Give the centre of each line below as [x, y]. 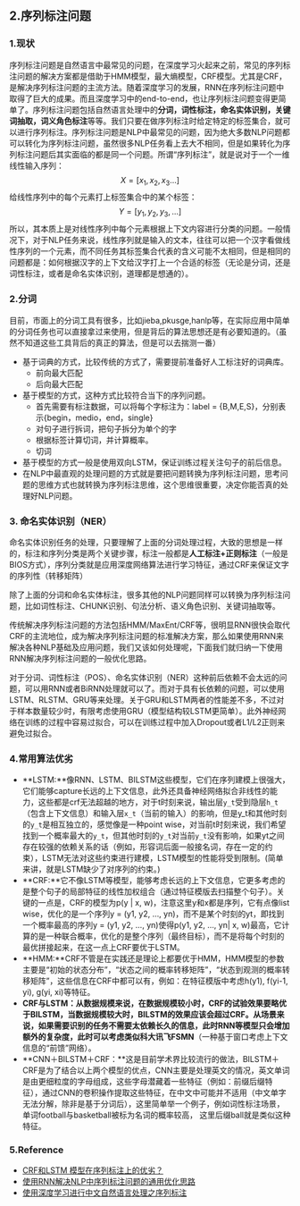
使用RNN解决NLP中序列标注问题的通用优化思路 [109, 1182]
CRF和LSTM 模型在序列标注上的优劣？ [92, 1170]
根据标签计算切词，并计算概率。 [94, 440]
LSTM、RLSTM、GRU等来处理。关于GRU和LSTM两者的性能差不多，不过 [143, 699]
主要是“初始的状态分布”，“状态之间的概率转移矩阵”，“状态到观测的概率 [152, 970]
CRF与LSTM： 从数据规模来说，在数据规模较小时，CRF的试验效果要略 [150, 1003]
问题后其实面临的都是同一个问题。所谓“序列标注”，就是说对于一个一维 [161, 154]
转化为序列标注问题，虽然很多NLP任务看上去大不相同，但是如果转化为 [154, 143]
